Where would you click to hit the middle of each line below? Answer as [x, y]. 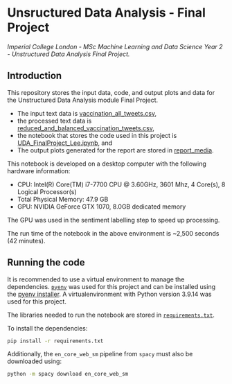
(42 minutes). [26, 241]
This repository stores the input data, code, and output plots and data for [111, 92]
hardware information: [39, 171]
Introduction [35, 76]
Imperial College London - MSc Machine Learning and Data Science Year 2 [115, 46]
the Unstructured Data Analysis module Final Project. [83, 100]
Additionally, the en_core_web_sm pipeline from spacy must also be [100, 354]
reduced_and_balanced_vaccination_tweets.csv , [86, 128]
